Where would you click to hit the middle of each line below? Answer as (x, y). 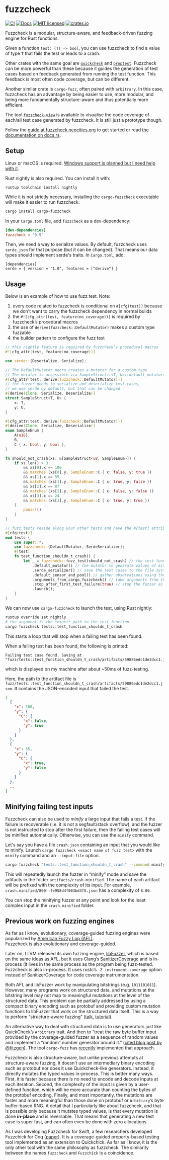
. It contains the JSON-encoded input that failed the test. (70, 688)
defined (13, 1090)
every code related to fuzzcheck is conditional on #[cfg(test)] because (87, 306)
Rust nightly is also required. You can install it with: (58, 178)
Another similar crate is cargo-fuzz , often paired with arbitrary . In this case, (84, 89)
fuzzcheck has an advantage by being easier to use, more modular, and (79, 94)
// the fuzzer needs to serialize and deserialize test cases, (73, 384)
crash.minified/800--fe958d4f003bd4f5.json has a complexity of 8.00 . (78, 890)
